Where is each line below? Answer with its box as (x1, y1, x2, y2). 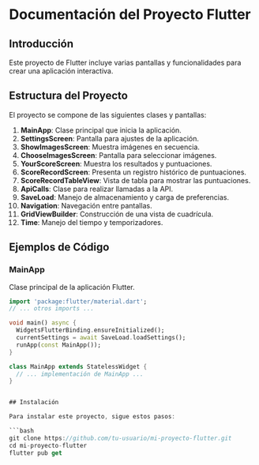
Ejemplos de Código (9, 241, 110, 254)
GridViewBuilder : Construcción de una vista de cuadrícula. (20, 209, 214, 219)
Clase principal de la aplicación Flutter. (9, 282, 135, 291)
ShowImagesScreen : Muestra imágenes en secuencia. (20, 142, 201, 152)
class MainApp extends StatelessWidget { (9, 362, 148, 370)
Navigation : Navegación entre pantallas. (20, 201, 152, 210)
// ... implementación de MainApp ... (16, 369, 145, 378)
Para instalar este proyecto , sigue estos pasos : (9, 413, 176, 421)
